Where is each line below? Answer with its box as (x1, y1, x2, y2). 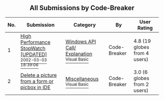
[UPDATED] (20, 51, 47, 58)
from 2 (133, 80, 149, 87)
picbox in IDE (20, 84, 51, 91)
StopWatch (20, 45, 45, 52)
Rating (137, 24, 153, 31)
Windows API (65, 38, 96, 45)
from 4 (133, 50, 149, 57)
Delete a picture (20, 72, 57, 79)
